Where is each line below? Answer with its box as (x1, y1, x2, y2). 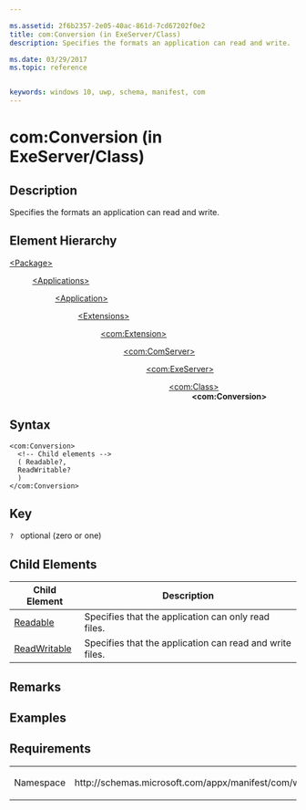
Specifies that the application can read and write (84, 637, 291, 649)
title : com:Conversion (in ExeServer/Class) (9, 29, 181, 39)
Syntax (9, 417, 51, 433)
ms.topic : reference (9, 63, 88, 73)
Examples (9, 711, 66, 726)
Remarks (9, 679, 62, 694)
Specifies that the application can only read (84, 610, 270, 623)
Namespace (14, 776, 66, 789)
